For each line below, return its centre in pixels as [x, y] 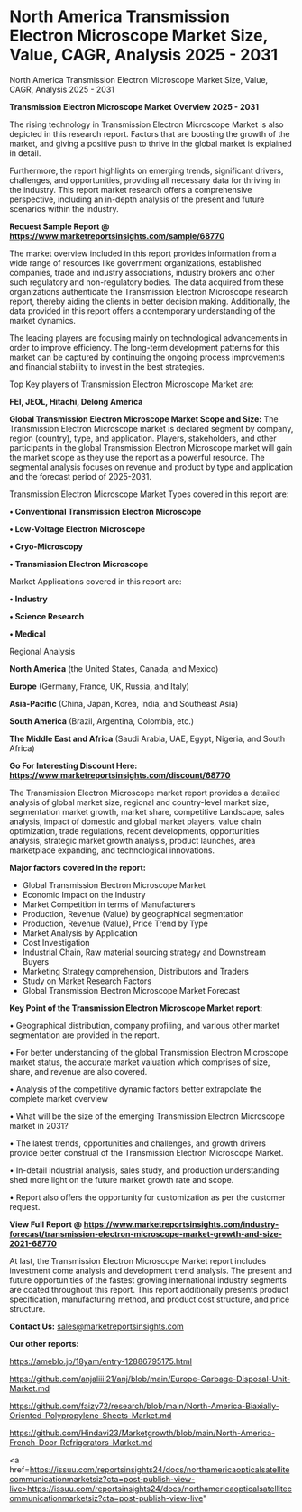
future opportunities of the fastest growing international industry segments [148, 1280]
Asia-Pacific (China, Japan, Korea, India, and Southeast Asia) [124, 703]
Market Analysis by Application [80, 933]
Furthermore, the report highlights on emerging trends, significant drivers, [146, 170]
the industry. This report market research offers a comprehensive [131, 189]
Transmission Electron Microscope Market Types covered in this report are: [149, 494]
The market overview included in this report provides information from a [143, 253]
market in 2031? [39, 1125]
